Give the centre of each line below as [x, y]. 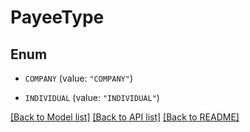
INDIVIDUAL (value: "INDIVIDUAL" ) [92, 97]
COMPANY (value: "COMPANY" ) [78, 78]
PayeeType [57, 17]
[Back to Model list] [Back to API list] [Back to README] [125, 117]
